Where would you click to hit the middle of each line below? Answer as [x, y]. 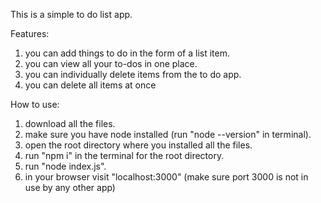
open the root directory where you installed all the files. [138, 145]
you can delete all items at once [90, 85]
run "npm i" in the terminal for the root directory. [124, 155]
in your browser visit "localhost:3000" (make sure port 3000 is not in [166, 177]
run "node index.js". [65, 166]
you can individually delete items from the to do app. [133, 74]
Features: [30, 33]
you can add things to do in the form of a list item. [127, 53]
